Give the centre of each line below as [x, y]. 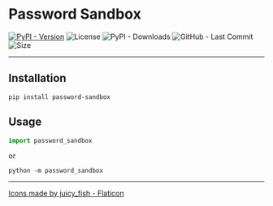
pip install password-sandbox [60, 97]
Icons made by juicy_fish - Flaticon [66, 193]
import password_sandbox [50, 140]
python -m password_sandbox [56, 171]
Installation [37, 78]
